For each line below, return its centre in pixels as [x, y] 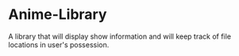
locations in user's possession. [59, 44]
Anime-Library [58, 15]
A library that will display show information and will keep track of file [120, 36]
